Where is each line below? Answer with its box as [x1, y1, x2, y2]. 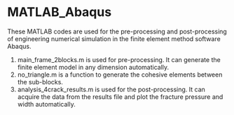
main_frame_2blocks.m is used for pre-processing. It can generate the [17, 55, 221, 63]
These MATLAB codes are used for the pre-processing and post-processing [7, 27, 228, 36]
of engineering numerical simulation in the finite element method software [7, 34, 221, 43]
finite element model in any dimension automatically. [17, 63, 170, 71]
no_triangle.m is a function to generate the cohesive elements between [17, 70, 223, 79]
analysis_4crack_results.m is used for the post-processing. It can [17, 85, 205, 93]
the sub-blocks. [17, 77, 63, 86]
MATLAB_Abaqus [7, 4, 112, 20]
